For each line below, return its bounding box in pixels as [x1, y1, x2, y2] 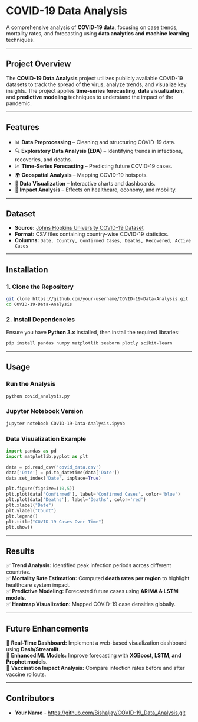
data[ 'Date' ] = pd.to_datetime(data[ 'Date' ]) [6, 470, 120, 476]
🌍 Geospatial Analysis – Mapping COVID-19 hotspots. [14, 171, 148, 178]
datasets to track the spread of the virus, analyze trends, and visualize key [6, 81, 187, 88]
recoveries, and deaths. [14, 155, 72, 163]
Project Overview [6, 59, 71, 69]
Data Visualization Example [6, 434, 87, 443]
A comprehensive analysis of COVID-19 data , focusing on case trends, [6, 24, 178, 31]
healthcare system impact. [6, 581, 71, 588]
